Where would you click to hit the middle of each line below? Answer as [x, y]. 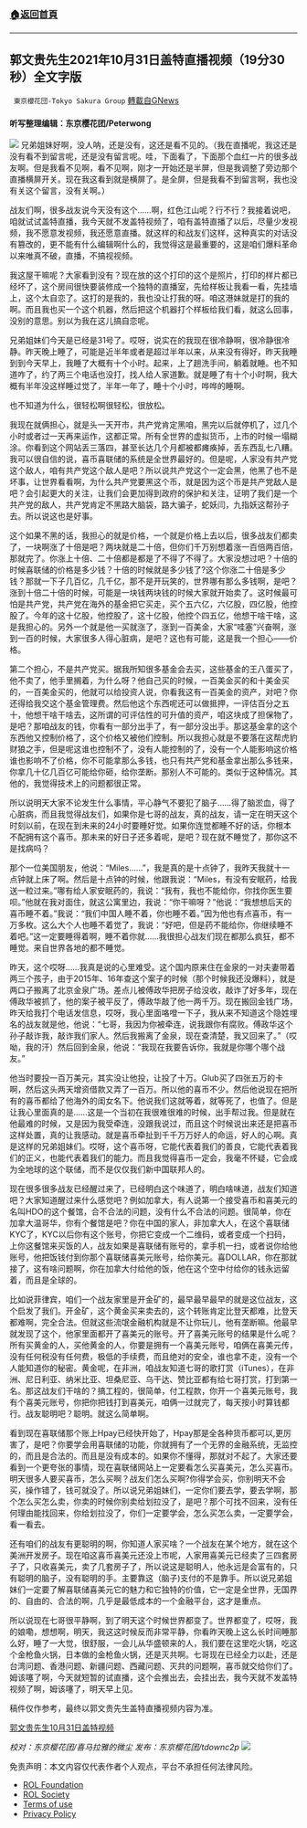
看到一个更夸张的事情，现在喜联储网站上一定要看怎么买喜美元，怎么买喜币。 [153, 1467]
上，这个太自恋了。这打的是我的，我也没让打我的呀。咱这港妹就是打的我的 [149, 298]
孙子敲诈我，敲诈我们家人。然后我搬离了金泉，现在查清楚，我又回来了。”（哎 [153, 1036]
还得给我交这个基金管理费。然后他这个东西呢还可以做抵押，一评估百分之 [145, 703]
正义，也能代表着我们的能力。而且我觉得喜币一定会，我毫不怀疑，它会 [157, 1158]
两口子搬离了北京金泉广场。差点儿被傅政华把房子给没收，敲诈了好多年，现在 [153, 990]
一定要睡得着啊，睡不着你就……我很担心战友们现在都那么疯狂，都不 [168, 936]
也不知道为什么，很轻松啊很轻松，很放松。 [90, 406]
